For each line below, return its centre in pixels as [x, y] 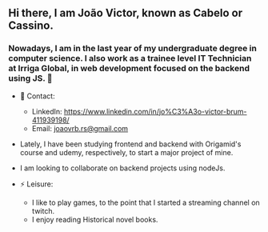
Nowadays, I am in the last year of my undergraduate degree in [133, 49]
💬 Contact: [37, 96]
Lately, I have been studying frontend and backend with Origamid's [130, 144]
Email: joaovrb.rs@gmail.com [80, 128]
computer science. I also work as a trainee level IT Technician [130, 58]
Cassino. [31, 26]
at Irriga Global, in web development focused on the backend [129, 69]
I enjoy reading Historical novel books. [95, 219]
